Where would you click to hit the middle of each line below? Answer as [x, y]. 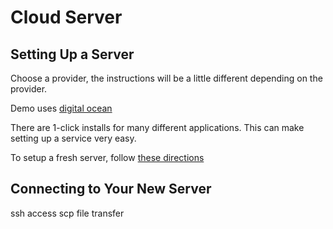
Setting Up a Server [72, 54]
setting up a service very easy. [73, 138]
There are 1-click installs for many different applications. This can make [157, 127]
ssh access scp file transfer [67, 213]
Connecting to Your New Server [111, 189]
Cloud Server [66, 17]
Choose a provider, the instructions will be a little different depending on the [166, 78]
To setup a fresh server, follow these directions [107, 157]
